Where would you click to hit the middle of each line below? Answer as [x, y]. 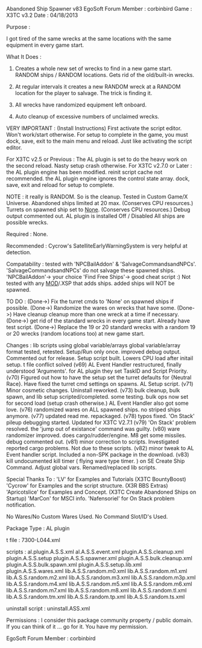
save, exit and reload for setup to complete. [60, 185]
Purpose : [18, 27]
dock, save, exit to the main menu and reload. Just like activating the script [99, 141]
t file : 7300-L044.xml [33, 540]
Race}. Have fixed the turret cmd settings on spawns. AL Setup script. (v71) [100, 384]
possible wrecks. [27, 222]
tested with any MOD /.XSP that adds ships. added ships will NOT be [90, 283]
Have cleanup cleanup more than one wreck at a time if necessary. [96, 314]
